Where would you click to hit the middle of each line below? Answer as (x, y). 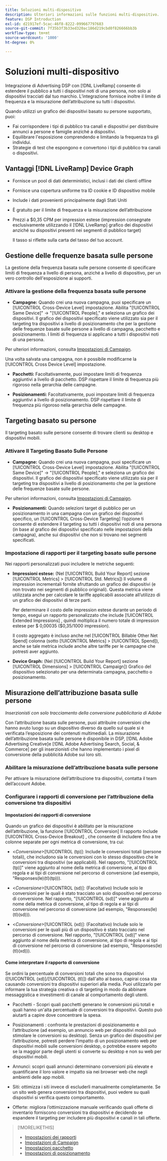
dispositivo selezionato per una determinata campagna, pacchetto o (82, 672)
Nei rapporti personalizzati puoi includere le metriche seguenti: (70, 564)
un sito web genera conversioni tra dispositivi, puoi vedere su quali (81, 1092)
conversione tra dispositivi (38, 803)
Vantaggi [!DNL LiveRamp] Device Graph (69, 169)
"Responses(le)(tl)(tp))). (37, 878)
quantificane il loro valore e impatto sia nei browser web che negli (80, 1072)
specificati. (24, 540)
